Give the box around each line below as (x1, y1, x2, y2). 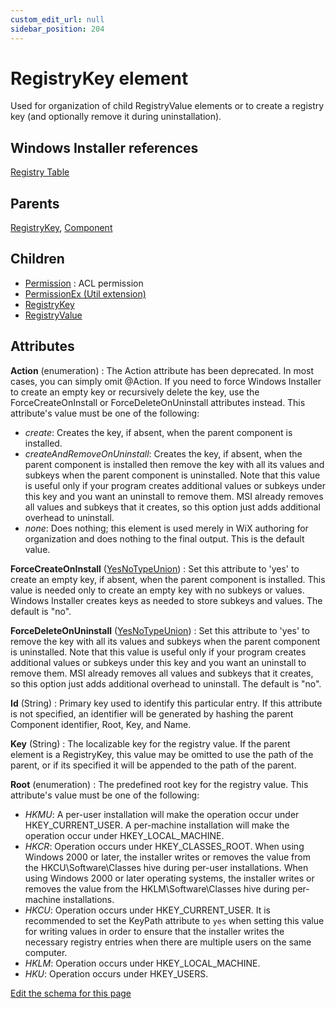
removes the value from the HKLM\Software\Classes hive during (24, 882, 290, 895)
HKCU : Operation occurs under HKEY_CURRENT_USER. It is (24, 904, 271, 916)
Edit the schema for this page (10, 987, 132, 999)
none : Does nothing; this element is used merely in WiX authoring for (24, 522, 309, 534)
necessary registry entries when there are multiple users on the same (24, 936, 312, 948)
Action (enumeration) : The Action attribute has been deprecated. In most (10, 364, 315, 376)
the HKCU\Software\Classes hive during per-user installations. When (24, 861, 309, 873)
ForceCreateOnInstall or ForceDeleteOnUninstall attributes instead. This (10, 396, 306, 408)
